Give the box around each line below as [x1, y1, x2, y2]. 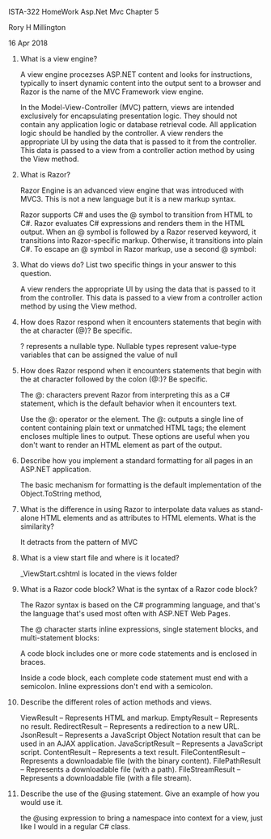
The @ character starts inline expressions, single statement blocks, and [19, 624, 259, 634]
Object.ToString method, [19, 489, 103, 498]
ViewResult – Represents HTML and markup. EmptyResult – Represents [19, 713, 259, 722]
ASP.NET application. [19, 465, 91, 474]
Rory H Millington [8, 23, 66, 32]
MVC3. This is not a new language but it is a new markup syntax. [19, 194, 236, 203]
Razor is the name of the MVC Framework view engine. [19, 87, 204, 96]
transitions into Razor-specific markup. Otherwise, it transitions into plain [19, 236, 264, 245]
